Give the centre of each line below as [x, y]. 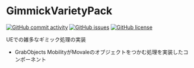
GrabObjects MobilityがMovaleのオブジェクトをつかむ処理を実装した [99, 52]
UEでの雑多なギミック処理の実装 [46, 39]
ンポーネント [30, 59]
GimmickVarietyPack [59, 11]
